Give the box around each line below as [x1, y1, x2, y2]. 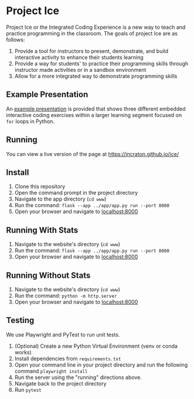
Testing [6, 315, 35, 325]
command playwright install [14, 367, 88, 374]
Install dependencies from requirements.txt [14, 355, 121, 362]
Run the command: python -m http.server [14, 292, 117, 299]
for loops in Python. [6, 118, 55, 125]
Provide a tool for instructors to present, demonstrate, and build [14, 47, 169, 54]
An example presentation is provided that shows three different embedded [6, 105, 186, 112]
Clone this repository [14, 183, 66, 190]
